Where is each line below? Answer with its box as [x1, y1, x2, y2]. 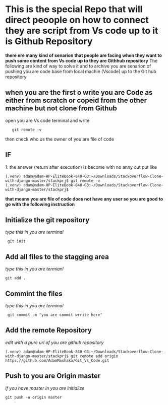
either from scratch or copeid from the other [5, 96, 147, 105]
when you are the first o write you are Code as [5, 88, 153, 97]
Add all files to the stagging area [5, 252, 109, 261]
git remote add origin [70, 354, 119, 359]
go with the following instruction [5, 201, 75, 207]
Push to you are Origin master [5, 372, 101, 380]
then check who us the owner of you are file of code [5, 136, 115, 142]
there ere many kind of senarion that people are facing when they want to [5, 52, 162, 58]
